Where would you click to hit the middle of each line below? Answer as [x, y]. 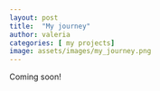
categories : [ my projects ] [62, 43]
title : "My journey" [50, 26]
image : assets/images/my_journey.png [80, 51]
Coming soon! [35, 77]
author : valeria [40, 34]
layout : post [34, 18]
